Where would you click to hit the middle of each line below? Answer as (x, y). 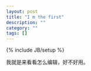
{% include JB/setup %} (35, 50)
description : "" (26, 22)
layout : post (22, 11)
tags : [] (17, 33)
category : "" (22, 28)
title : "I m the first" (35, 17)
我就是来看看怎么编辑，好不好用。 (47, 62)
